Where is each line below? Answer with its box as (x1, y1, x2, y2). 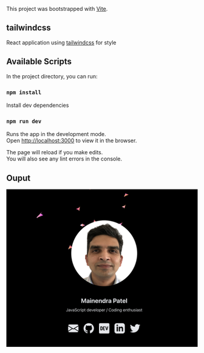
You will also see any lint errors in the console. (6, 155, 123, 163)
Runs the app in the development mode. (6, 131, 106, 138)
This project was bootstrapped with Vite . (6, 5, 108, 12)
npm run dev (6, 118, 42, 125)
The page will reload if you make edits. (6, 149, 103, 156)
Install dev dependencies (6, 101, 69, 109)
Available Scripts (6, 57, 72, 67)
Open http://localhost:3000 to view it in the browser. (6, 137, 137, 145)
